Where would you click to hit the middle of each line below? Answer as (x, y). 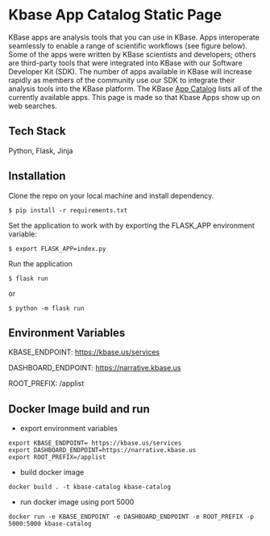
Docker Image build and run (79, 409)
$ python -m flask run (46, 308)
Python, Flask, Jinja (41, 150)
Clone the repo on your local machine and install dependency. (111, 195)
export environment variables (69, 429)
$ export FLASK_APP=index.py (57, 249)
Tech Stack (37, 131)
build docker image (52, 472)
